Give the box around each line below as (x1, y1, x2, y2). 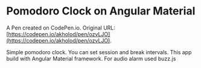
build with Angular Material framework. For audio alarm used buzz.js (6, 55, 176, 62)
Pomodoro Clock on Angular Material (6, 4, 196, 18)
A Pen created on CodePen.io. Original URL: (6, 24, 116, 31)
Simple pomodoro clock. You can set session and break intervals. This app (6, 48, 192, 55)
